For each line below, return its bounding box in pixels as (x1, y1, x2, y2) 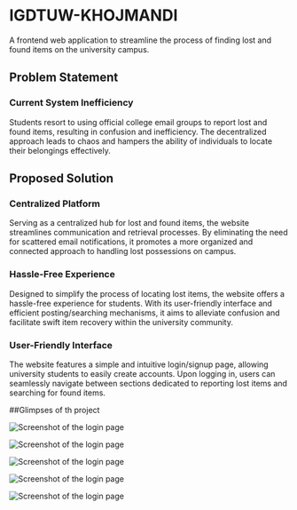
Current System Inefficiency (9, 97, 134, 109)
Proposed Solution (9, 171, 113, 187)
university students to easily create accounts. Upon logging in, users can (9, 368, 276, 379)
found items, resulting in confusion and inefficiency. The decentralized (9, 126, 267, 137)
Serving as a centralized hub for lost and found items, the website (9, 218, 250, 228)
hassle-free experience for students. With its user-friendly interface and (9, 298, 273, 308)
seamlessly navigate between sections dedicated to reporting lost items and (9, 378, 288, 388)
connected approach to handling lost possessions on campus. (9, 246, 237, 257)
